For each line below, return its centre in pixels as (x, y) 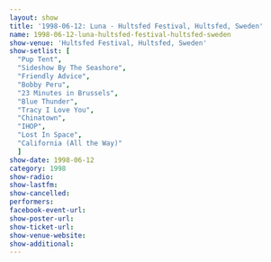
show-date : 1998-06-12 (52, 160)
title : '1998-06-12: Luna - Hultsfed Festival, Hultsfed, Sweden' (136, 26)
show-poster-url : (42, 218)
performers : (32, 202)
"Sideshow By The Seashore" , (72, 68)
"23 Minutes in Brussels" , (68, 93)
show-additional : (42, 244)
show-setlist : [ (40, 51)
